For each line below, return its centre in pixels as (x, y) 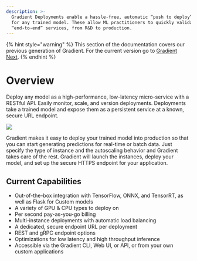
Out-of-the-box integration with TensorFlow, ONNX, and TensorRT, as (99, 195)
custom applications (39, 252)
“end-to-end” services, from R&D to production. (72, 28)
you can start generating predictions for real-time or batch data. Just (89, 144)
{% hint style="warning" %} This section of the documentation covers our (96, 45)
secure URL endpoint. (32, 116)
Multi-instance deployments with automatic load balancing (85, 220)
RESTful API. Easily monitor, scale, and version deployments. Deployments (96, 103)
